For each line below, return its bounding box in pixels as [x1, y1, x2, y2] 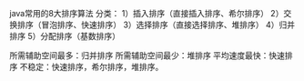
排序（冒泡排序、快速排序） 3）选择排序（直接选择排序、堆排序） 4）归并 [16, 19, 296, 30]
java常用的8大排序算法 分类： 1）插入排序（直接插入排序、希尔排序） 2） [9, 8, 284, 18]
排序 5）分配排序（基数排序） [9, 31, 121, 41]
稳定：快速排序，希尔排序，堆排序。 [26, 62, 164, 72]
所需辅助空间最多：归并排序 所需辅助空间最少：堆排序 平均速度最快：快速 [9, 50, 285, 61]
